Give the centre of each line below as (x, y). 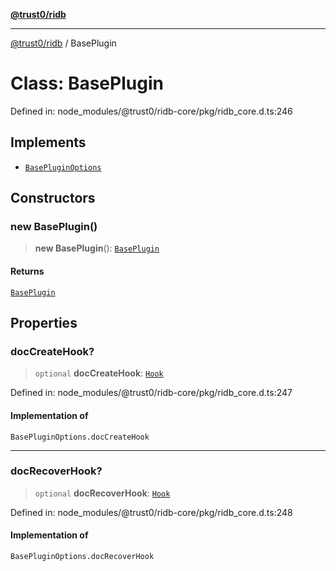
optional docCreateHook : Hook (99, 373)
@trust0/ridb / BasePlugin (63, 43)
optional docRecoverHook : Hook (102, 493)
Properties (44, 323)
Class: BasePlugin (87, 83)
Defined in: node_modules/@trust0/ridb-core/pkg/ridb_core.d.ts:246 (151, 111)
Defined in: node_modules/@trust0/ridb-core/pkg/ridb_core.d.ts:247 (151, 393)
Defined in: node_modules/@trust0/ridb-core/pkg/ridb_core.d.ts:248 (151, 512)
